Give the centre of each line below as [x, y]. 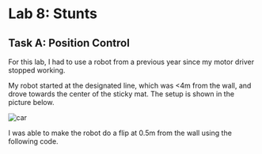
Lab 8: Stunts [53, 14]
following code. [33, 141]
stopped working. [37, 70]
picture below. [31, 102]
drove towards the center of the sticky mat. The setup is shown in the [122, 94]
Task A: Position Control [69, 43]
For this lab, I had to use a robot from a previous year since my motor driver [131, 62]
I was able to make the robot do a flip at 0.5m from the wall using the [120, 133]
